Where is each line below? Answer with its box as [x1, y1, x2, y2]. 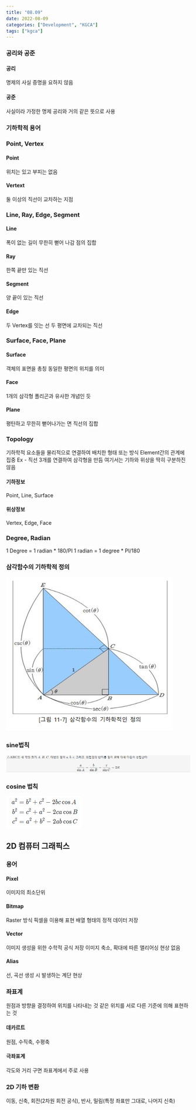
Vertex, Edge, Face [6, 519, 52, 526]
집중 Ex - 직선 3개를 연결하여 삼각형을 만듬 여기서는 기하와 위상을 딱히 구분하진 [6, 456, 186, 463]
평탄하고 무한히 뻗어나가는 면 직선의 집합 [6, 420, 98, 427]
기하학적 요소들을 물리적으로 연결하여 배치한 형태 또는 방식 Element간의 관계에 [6, 449, 185, 456]
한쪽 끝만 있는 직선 [6, 267, 49, 274]
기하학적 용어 [6, 124, 41, 132]
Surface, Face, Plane [6, 337, 66, 345]
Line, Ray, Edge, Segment [6, 211, 80, 219]
